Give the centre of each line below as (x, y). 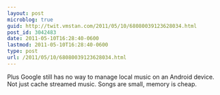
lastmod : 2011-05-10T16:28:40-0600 (58, 45)
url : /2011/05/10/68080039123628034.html (67, 58)
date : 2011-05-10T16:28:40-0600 (53, 39)
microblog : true (30, 20)
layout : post (26, 13)
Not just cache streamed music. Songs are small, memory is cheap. (102, 84)
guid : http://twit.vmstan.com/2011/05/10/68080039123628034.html (102, 26)
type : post (23, 52)
